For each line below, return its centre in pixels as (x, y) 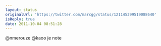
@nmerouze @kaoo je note (34, 38)
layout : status (21, 10)
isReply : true (20, 19)
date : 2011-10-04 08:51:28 (34, 24)
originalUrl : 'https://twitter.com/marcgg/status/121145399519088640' (81, 14)
